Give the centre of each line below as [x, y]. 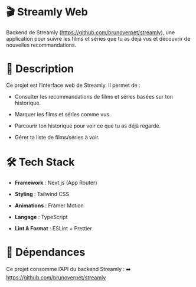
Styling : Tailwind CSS [42, 194]
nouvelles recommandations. [41, 45]
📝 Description [40, 69]
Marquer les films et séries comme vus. [63, 114]
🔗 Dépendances [46, 252]
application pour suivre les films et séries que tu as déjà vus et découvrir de [98, 38]
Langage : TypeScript [41, 217]
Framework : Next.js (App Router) [56, 182]
